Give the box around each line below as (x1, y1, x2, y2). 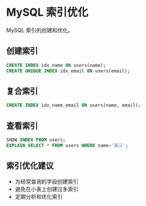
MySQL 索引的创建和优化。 (6, 27, 74, 34)
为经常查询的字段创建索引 (14, 178, 79, 185)
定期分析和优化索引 (14, 193, 63, 200)
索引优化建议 (6, 161, 54, 171)
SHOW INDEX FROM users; (6, 137, 66, 143)
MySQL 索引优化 (6, 5, 88, 19)
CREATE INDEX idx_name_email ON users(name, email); (6, 102, 141, 108)
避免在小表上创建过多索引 (14, 185, 79, 193)
